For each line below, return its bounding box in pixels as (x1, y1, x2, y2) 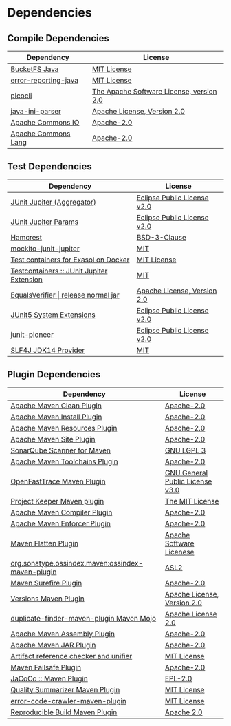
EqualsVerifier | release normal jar (10, 290, 120, 300)
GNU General (164, 468, 208, 477)
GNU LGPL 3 (164, 446, 206, 455)
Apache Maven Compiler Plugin (10, 508, 113, 517)
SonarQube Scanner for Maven (10, 446, 111, 455)
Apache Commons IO (10, 118, 80, 127)
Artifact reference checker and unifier (10, 651, 133, 661)
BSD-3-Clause (136, 232, 187, 242)
